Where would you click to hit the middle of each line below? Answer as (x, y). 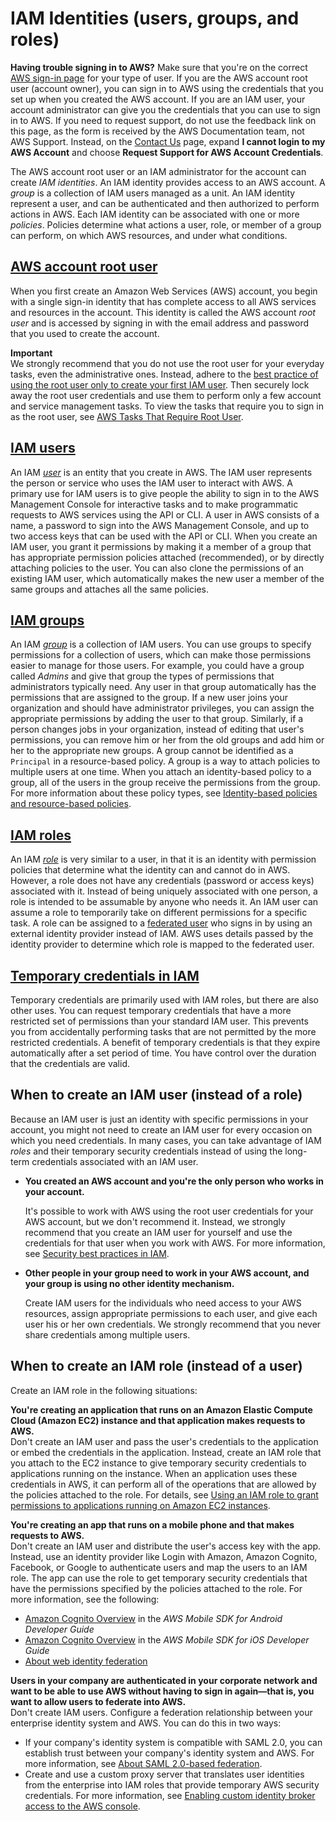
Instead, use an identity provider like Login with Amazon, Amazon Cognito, (164, 1556)
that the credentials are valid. (70, 1063)
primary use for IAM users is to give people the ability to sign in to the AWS (165, 493)
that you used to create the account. (85, 333)
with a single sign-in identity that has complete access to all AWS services (163, 301)
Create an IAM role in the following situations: (104, 1390)
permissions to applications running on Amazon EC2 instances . (140, 1505)
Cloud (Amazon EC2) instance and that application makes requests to (158, 1420)
